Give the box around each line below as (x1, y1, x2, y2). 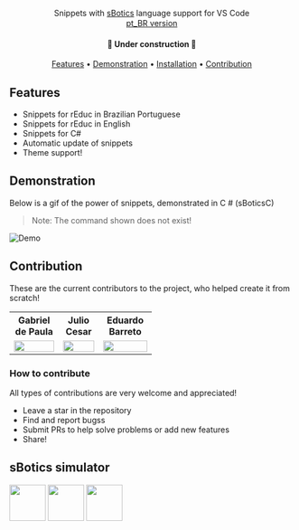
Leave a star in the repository (22, 404, 132, 415)
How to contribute (9, 366, 90, 379)
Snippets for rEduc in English (22, 118, 131, 129)
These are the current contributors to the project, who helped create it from (9, 282, 291, 293)
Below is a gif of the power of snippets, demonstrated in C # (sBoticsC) (9, 197, 275, 208)
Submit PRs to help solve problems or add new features (22, 424, 230, 435)
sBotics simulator (9, 460, 110, 476)
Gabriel (17, 314, 51, 327)
